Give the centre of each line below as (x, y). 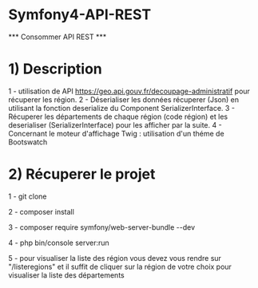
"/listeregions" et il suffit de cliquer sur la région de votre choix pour (120, 266)
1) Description (55, 69)
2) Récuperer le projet (82, 174)
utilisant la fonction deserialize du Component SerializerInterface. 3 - (122, 108)
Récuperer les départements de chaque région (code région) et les (118, 116)
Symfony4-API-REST (80, 15)
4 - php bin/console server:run (59, 243)
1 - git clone (28, 196)
